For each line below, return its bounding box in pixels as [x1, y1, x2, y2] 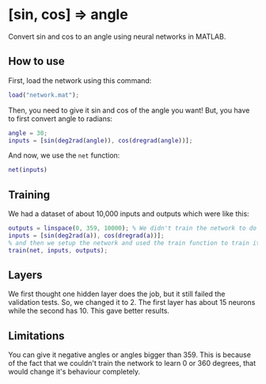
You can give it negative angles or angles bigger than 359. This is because [8, 350, 252, 359]
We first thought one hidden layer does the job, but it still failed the [8, 289, 226, 298]
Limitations [8, 329, 65, 342]
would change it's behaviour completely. [8, 367, 141, 377]
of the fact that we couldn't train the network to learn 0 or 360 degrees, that [8, 359, 256, 368]
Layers [8, 268, 43, 282]
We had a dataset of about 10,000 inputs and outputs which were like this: [8, 209, 249, 219]
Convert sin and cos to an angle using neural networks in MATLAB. [8, 32, 226, 41]
